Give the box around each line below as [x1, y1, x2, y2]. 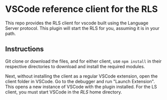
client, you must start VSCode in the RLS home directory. [5, 89, 122, 95]
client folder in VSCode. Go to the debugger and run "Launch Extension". [5, 78, 155, 84]
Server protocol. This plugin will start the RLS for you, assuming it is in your [5, 25, 160, 31]
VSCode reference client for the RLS [5, 3, 158, 15]
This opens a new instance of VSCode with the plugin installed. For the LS [5, 84, 157, 90]
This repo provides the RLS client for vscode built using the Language [5, 20, 149, 26]
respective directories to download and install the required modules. [5, 63, 146, 69]
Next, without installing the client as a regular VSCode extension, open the [5, 73, 158, 79]
